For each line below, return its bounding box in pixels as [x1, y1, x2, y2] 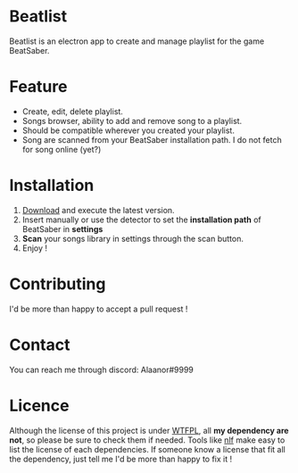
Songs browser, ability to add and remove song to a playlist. [21, 115, 243, 126]
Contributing [9, 274, 106, 294]
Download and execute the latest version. [21, 204, 176, 215]
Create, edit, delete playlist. [21, 105, 123, 117]
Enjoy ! [21, 243, 47, 253]
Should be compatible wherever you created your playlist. [21, 125, 235, 136]
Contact [9, 335, 70, 354]
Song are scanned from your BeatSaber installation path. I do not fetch [21, 134, 283, 145]
